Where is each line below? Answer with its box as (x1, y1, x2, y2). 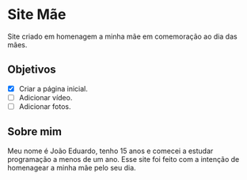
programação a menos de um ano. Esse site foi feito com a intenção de (7, 154, 240, 163)
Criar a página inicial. (18, 84, 89, 93)
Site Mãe (7, 6, 66, 24)
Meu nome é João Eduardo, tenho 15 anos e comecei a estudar (7, 146, 214, 156)
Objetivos (7, 63, 56, 77)
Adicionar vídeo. (18, 92, 73, 102)
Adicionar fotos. (18, 101, 71, 111)
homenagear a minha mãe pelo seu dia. (7, 163, 136, 172)
